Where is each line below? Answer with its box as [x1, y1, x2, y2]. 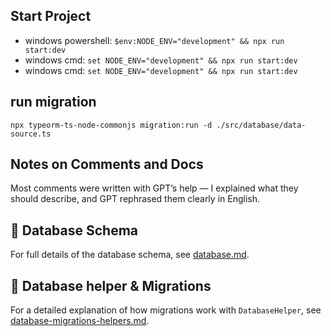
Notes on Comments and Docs [10, 156, 204, 173]
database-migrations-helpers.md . [10, 315, 150, 327]
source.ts [10, 129, 52, 139]
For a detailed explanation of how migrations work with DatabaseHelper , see [10, 304, 322, 316]
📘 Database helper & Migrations [10, 277, 212, 294]
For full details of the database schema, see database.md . [10, 249, 250, 261]
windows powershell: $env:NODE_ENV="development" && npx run [24, 34, 285, 46]
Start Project [10, 8, 92, 25]
